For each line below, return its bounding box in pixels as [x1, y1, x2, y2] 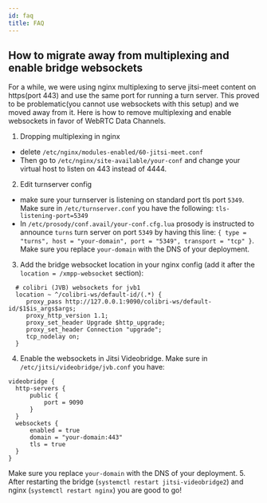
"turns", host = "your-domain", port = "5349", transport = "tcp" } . [19, 236, 255, 246]
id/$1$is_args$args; [8, 305, 77, 313]
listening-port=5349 [19, 212, 88, 220]
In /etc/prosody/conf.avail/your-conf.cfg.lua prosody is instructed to [19, 219, 255, 228]
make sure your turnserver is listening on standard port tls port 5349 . [19, 195, 245, 204]
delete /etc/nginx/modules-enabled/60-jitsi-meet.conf [19, 147, 203, 156]
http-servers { [15, 385, 66, 393]
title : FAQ [8, 19, 45, 27]
